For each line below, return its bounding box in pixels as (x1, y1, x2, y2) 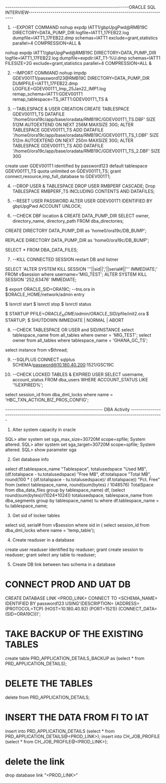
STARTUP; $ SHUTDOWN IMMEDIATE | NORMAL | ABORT (5, 317, 124, 323)
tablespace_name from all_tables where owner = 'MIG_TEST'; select (12, 332, 152, 338)
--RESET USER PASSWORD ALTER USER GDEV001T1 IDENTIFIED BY (12, 198, 153, 204)
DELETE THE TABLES (5, 678, 93, 689)
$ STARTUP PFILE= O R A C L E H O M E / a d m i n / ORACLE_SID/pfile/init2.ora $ (5, 311, 150, 318)
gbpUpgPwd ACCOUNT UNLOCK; (12, 203, 82, 209)
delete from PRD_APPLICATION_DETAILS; (5, 694, 90, 700)
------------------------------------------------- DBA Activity (5, 406, 130, 412)
